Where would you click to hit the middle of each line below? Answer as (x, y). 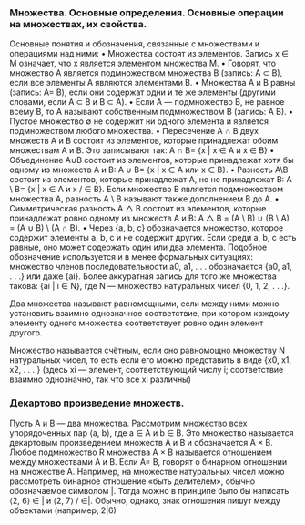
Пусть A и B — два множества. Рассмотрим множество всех (128, 423)
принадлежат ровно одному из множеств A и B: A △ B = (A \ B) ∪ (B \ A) (149, 218)
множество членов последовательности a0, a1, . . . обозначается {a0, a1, (151, 267)
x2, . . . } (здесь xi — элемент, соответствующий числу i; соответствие (147, 370)
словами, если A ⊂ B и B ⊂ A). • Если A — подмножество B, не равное (147, 102)
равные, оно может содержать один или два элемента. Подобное (138, 247)
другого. (26, 333)
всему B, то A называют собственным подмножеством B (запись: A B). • (152, 112)
